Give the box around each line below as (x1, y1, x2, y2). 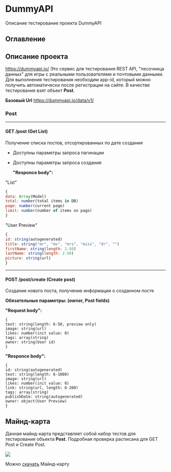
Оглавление (5, 35, 46, 43)
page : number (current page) (5, 203, 65, 208)
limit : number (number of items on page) (5, 208, 93, 214)
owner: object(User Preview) (5, 399, 67, 404)
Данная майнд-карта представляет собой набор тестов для (5, 431, 136, 437)
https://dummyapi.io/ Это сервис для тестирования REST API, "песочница (5, 66, 164, 72)
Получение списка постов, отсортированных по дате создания (5, 139, 143, 146)
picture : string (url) (5, 256, 51, 261)
